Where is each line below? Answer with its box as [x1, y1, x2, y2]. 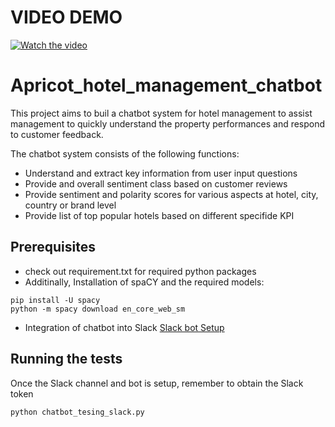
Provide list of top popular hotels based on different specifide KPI [24, 209, 295, 221]
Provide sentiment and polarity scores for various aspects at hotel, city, [24, 188, 319, 200]
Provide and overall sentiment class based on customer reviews [24, 177, 288, 190]
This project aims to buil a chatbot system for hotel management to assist [10, 107, 313, 119]
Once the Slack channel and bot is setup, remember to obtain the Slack [10, 377, 304, 389]
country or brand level [24, 199, 117, 211]
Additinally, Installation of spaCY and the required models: [24, 276, 265, 288]
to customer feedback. [10, 128, 104, 140]
